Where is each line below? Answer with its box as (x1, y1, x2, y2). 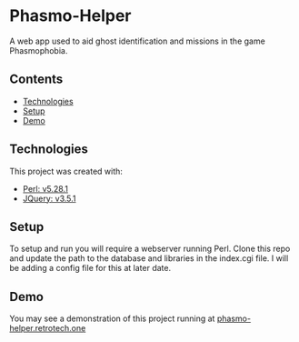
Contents (9, 72, 64, 87)
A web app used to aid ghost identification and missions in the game (9, 35, 265, 46)
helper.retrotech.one (9, 323, 86, 334)
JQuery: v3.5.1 (22, 193, 76, 204)
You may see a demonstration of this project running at (9, 313, 215, 324)
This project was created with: (9, 166, 123, 176)
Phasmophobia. (9, 45, 68, 55)
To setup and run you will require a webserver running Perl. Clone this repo (9, 243, 291, 255)
